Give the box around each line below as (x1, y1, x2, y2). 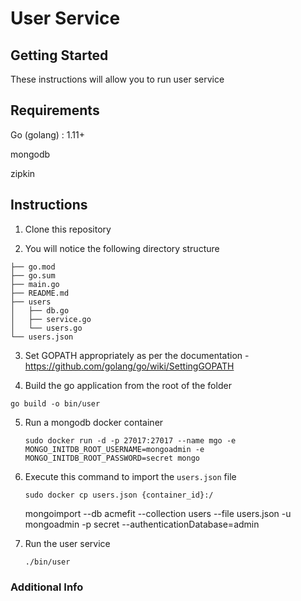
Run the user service (24, 537, 111, 549)
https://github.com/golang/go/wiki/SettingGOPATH (24, 360, 235, 372)
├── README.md (10, 288, 70, 298)
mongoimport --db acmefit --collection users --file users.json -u (24, 507, 292, 519)
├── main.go (10, 279, 60, 289)
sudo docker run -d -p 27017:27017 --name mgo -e (24, 435, 237, 446)
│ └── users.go (10, 323, 83, 333)
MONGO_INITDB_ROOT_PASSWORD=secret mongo (24, 453, 200, 463)
